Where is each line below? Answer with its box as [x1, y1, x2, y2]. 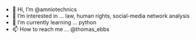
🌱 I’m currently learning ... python [12, 19, 97, 26]
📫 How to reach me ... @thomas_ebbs [12, 26, 110, 33]
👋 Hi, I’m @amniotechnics [12, 6, 77, 13]
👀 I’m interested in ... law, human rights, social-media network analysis [12, 12, 190, 19]
